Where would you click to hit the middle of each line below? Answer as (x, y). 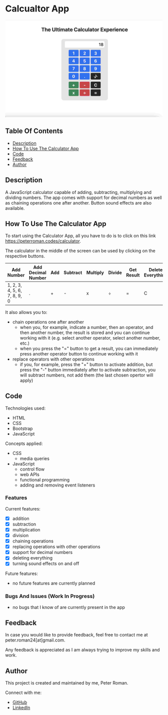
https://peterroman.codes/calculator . (43, 241)
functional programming (45, 479)
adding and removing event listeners (57, 485)
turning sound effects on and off (46, 563)
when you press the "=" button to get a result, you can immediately (89, 348)
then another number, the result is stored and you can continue (85, 332)
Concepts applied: (24, 443)
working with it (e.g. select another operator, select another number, (90, 337)
